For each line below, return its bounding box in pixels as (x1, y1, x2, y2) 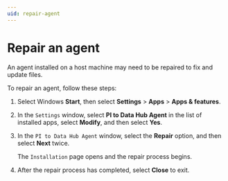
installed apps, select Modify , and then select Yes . (17, 118, 163, 126)
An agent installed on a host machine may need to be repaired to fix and (7, 63, 213, 71)
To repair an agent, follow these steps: (7, 84, 117, 92)
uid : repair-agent (7, 10, 60, 17)
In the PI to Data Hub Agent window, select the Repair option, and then (17, 131, 222, 139)
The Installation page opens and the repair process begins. (17, 152, 193, 160)
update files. (7, 70, 43, 78)
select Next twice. (17, 139, 70, 147)
